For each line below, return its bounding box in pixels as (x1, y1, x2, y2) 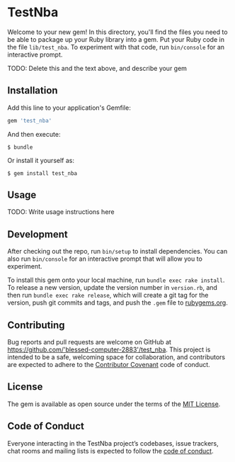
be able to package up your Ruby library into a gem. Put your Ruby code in (7, 35, 225, 43)
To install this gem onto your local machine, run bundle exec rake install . (7, 276, 225, 284)
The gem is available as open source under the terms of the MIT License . (7, 400, 221, 408)
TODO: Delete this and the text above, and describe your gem (7, 64, 188, 72)
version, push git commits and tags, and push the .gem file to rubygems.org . (7, 298, 229, 307)
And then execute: (7, 130, 61, 138)
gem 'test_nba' (7, 117, 52, 124)
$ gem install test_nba (7, 169, 78, 177)
